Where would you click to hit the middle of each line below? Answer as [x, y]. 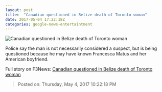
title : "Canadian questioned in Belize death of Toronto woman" [76, 15]
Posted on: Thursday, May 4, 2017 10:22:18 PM [67, 84]
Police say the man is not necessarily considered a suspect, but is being [81, 48]
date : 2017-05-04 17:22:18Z [35, 19]
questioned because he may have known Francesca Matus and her [76, 54]
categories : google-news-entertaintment [49, 24]
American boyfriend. [27, 59]
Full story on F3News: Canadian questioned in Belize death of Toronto [79, 69]
